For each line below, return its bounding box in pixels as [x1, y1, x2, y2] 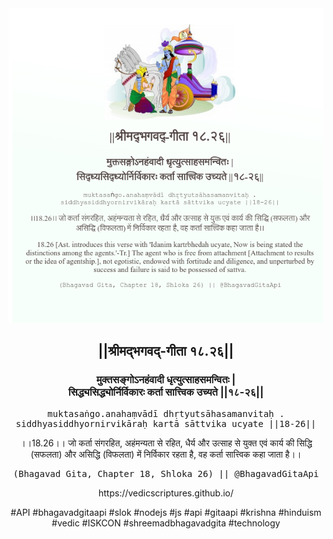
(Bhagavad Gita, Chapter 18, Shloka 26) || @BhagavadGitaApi [12, 468, 320, 479]
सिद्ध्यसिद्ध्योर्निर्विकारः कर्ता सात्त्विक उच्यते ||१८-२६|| [67, 385, 265, 399]
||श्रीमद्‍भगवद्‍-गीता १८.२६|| [97, 343, 235, 360]
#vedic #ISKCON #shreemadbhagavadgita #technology [51, 517, 281, 529]
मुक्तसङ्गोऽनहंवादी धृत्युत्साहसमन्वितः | [96, 373, 236, 387]
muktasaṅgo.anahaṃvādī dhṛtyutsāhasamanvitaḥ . [47, 408, 285, 419]
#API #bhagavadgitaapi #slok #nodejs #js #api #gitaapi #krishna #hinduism [10, 506, 322, 518]
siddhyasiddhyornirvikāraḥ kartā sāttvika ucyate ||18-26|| [15, 418, 317, 429]
